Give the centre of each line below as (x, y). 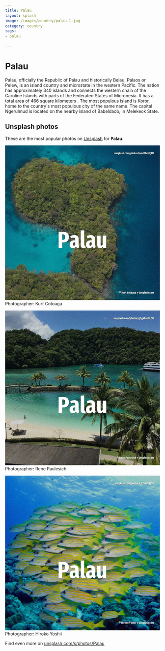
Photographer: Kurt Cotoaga (34, 303)
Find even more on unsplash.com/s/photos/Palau (55, 643)
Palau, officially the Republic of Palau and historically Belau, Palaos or (75, 80)
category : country (24, 26)
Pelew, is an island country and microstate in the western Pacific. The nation (82, 85)
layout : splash (21, 15)
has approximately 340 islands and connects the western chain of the (76, 90)
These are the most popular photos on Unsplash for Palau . (64, 138)
